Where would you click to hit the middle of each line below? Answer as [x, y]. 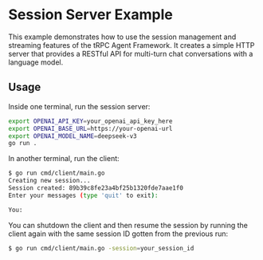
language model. [36, 62]
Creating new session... [49, 181]
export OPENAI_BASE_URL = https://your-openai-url [90, 128]
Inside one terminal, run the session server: [79, 106]
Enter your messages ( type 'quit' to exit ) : [83, 195]
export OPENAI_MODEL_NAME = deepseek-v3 [73, 136]
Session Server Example [90, 15]
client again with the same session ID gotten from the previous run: [118, 234]
